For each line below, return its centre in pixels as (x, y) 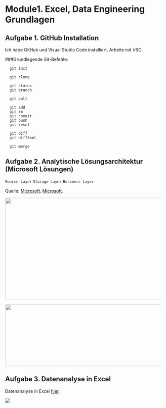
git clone (20, 77)
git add (18, 107)
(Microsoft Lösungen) (39, 169)
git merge (20, 147)
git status (21, 86)
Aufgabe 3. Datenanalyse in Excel (58, 379)
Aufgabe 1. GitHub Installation (52, 38)
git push (19, 120)
